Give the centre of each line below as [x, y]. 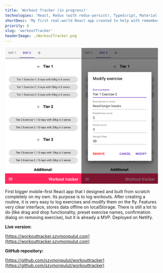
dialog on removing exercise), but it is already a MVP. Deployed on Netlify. [79, 217]
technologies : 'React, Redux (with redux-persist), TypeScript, [71, 15]
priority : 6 [17, 26]
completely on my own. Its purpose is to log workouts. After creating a [75, 197]
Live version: [18, 227]
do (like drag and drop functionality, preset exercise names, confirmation [78, 212]
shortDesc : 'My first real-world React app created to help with [72, 20]
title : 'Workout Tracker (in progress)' [47, 10]
